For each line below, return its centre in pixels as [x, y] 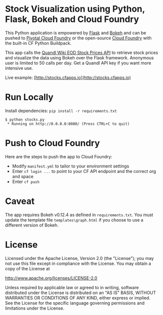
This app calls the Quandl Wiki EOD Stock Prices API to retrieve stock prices [82, 53]
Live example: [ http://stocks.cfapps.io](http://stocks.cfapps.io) [68, 77]
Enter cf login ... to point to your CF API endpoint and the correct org [84, 171]
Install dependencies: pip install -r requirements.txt [61, 111]
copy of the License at [28, 268]
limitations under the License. [35, 308]
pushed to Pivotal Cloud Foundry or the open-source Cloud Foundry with [79, 38]
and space [23, 176]
